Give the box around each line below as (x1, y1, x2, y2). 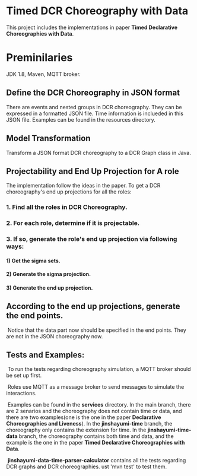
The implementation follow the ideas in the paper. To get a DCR (6, 182, 161, 189)
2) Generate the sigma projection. (6, 271, 91, 278)
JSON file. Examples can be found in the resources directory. (6, 116, 156, 123)
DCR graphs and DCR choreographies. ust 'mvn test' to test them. (6, 463, 167, 470)
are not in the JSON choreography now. (6, 332, 103, 339)
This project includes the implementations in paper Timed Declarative (6, 24, 178, 31)
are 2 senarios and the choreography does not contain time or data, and (6, 408, 182, 415)
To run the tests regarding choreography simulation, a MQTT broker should (7, 366, 191, 373)
